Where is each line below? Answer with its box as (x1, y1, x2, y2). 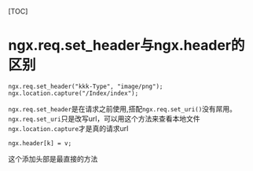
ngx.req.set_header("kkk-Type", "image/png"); (8, 82, 163, 90)
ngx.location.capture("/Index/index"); (8, 89, 139, 97)
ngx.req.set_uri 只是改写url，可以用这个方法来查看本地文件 (8, 114, 200, 123)
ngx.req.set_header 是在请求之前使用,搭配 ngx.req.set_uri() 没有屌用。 (8, 104, 237, 113)
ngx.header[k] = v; (8, 139, 72, 147)
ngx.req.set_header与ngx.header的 (8, 37, 245, 54)
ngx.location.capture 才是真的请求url (8, 123, 129, 133)
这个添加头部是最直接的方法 (8, 154, 98, 163)
